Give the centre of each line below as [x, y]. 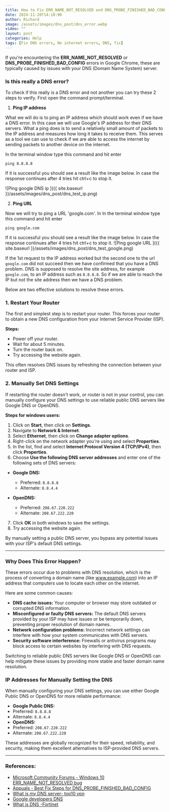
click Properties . [30, 452]
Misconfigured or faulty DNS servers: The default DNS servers [79, 613]
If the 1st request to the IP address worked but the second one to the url [80, 258]
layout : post [19, 34]
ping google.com [22, 228]
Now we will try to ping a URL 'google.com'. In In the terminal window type [83, 213]
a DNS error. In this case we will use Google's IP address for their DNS [78, 123]
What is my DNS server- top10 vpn [49, 793]
